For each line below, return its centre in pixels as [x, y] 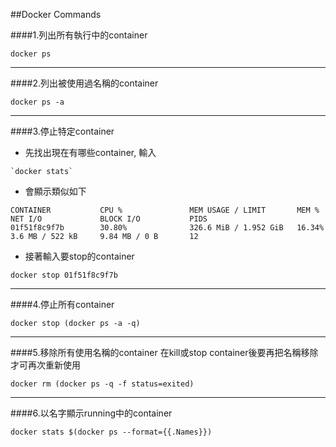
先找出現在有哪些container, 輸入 [90, 152]
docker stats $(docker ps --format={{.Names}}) [111, 432]
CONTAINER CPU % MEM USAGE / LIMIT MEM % [165, 210]
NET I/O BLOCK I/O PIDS [109, 219]
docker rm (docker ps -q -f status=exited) [102, 384]
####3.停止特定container [62, 131]
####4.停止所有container [62, 304]
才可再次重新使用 [45, 365]
